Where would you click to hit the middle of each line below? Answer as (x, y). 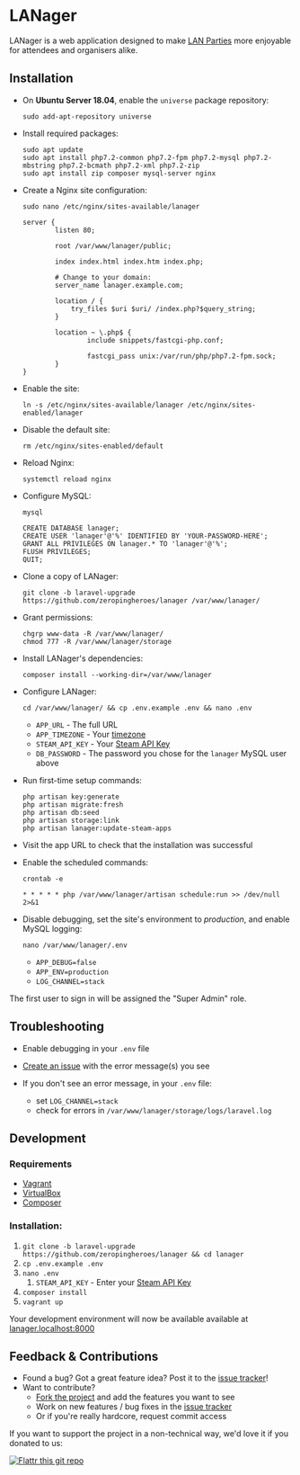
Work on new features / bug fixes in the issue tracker (134, 1407)
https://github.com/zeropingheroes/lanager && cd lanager (133, 1254)
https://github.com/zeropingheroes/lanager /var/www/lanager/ (141, 600)
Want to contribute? (59, 1388)
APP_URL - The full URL (77, 724)
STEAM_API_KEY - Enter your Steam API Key (113, 1282)
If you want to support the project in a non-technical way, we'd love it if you (149, 1434)
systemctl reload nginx (67, 479)
